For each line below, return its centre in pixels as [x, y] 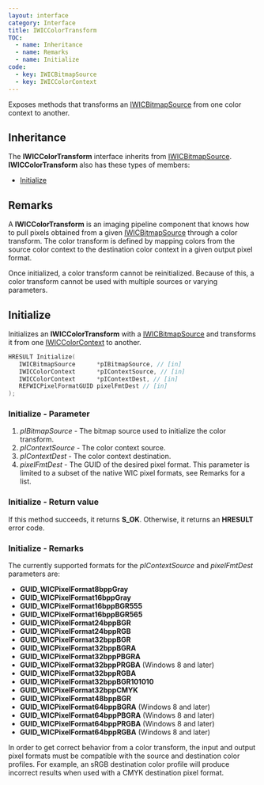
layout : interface [38, 15]
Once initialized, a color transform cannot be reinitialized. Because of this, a [131, 273]
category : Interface [42, 23]
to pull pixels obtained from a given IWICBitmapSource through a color [123, 233]
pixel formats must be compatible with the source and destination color [124, 756]
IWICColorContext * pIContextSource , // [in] [102, 372]
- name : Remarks [42, 52]
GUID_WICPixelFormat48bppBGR [75, 699]
